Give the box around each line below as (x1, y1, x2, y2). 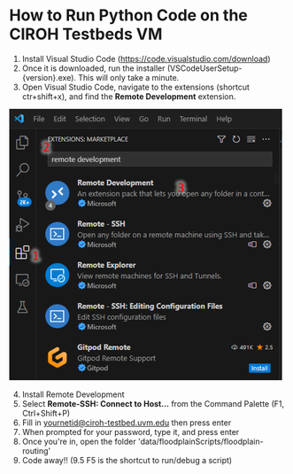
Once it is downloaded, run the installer (21, 63, 166, 74)
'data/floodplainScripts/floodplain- (137, 436, 264, 447)
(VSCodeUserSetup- (166, 63, 243, 74)
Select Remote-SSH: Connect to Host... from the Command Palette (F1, (21, 398, 285, 408)
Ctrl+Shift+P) (21, 408, 71, 418)
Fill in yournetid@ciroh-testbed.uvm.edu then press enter (21, 417, 232, 428)
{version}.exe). (21, 72, 77, 82)
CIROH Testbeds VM (9, 24, 163, 44)
